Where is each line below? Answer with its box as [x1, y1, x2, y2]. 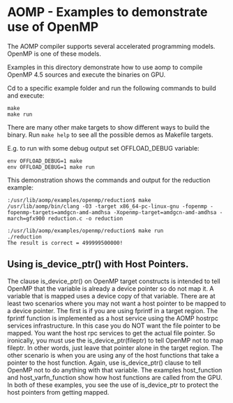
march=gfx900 [7, 215, 45, 222]
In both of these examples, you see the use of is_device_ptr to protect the [7, 381, 219, 389]
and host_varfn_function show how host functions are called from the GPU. [7, 373, 223, 381]
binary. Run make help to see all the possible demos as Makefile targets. [7, 130, 214, 139]
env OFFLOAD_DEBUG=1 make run [7, 163, 96, 171]
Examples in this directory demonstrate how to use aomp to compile [7, 63, 203, 71]
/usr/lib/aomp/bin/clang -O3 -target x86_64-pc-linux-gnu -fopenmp [7, 203, 208, 210]
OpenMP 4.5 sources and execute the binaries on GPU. [7, 70, 166, 79]
